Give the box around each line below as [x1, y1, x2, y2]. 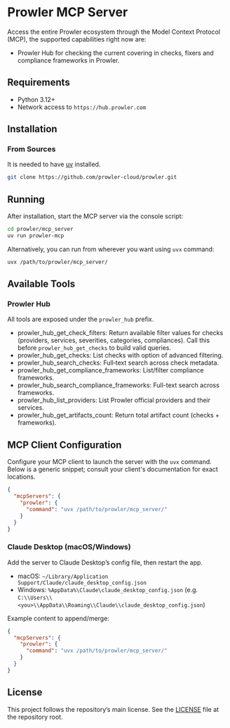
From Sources [7, 144, 56, 154]
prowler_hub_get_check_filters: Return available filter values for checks [17, 329, 224, 337]
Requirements [7, 77, 70, 89]
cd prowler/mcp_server [7, 226, 74, 233]
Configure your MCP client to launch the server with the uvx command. [7, 458, 212, 466]
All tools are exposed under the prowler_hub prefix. [7, 315, 154, 324]
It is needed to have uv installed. [7, 160, 101, 169]
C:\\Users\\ [17, 594, 53, 601]
